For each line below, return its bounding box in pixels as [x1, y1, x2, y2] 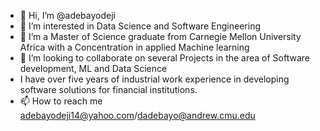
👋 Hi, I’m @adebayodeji [19, 10, 116, 21]
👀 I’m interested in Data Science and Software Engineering [19, 20, 262, 32]
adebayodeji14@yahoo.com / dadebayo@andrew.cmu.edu [19, 110, 256, 121]
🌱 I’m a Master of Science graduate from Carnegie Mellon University [19, 31, 302, 42]
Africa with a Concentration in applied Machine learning [19, 41, 250, 53]
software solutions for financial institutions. [19, 84, 198, 95]
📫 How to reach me [19, 95, 103, 107]
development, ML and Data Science [19, 63, 168, 74]
